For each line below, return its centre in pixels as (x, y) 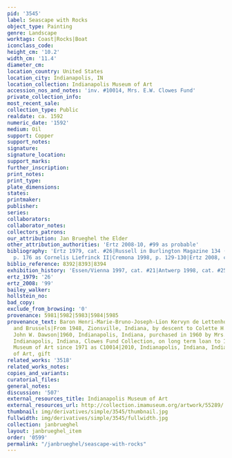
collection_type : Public (43, 110)
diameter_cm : (26, 65)
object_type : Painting (40, 26)
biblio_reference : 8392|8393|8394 (57, 264)
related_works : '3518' (40, 361)
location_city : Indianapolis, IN (55, 78)
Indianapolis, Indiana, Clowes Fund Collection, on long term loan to (117, 341)
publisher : (23, 207)
